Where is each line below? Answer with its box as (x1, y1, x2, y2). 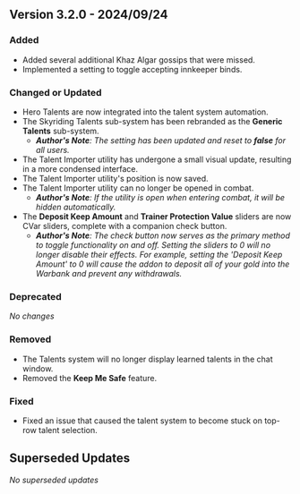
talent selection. (39, 424, 98, 435)
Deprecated (9, 290, 63, 302)
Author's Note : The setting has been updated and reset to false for (35, 134, 287, 146)
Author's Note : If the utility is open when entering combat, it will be (35, 192, 285, 202)
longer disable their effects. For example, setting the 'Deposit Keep (35, 249, 283, 260)
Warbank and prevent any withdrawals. (35, 268, 183, 278)
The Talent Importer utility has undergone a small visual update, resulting (21, 154, 292, 165)
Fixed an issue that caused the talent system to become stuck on (21, 415, 262, 426)
